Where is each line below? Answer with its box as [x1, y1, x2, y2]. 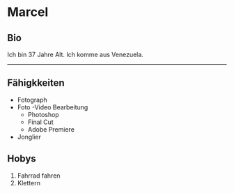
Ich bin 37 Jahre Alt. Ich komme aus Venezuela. [7, 50, 144, 59]
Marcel [7, 4, 49, 20]
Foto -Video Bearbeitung [17, 102, 88, 111]
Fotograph [17, 95, 47, 104]
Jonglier [17, 132, 42, 141]
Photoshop [27, 110, 59, 118]
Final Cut [27, 118, 54, 126]
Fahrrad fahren [17, 171, 61, 180]
